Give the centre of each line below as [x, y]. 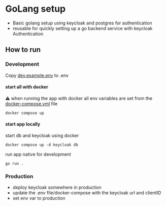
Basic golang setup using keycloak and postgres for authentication [82, 23]
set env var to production [39, 198]
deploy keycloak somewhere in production [57, 187]
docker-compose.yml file [31, 104]
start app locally [23, 124]
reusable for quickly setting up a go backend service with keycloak [82, 28]
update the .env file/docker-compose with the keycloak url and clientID [87, 193]
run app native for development [38, 154]
